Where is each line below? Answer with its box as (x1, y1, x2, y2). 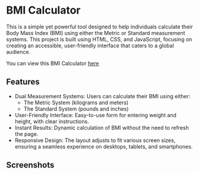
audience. (6, 48, 31, 55)
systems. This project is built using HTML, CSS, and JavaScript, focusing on (6, 36, 192, 43)
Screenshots (6, 160, 55, 170)
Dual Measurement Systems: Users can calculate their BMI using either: (14, 92, 191, 99)
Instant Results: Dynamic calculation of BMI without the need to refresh (14, 124, 189, 131)
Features (6, 77, 40, 87)
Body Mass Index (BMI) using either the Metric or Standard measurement (6, 29, 185, 36)
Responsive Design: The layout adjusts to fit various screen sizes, (14, 137, 176, 144)
